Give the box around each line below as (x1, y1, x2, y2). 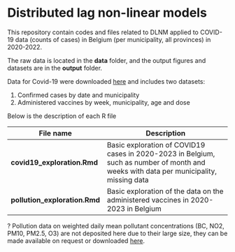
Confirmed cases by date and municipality (17, 91, 140, 99)
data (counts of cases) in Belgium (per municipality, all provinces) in (15, 35, 211, 43)
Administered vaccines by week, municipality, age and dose (17, 98, 190, 106)
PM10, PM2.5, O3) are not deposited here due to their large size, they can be (7, 229, 228, 237)
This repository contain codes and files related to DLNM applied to (7, 28, 199, 36)
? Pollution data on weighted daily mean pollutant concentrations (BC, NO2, (7, 221, 225, 230)
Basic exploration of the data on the (106, 186, 224, 196)
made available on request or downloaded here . (7, 236, 145, 245)
